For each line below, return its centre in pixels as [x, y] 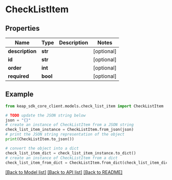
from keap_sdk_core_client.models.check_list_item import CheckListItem [84, 106]
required [18, 76]
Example [19, 94]
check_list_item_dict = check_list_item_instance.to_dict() [71, 153]
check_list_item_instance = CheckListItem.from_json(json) [70, 130]
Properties [23, 28]
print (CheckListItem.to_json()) [40, 139]
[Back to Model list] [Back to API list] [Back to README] [64, 172]
